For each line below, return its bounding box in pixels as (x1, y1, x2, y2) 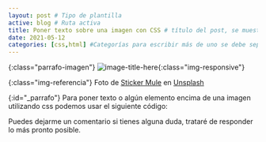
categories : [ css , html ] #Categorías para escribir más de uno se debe (8, 41, 246, 49)
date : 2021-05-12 (8, 33, 66, 42)
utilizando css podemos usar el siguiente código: (8, 102, 168, 111)
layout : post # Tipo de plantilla (8, 11, 123, 20)
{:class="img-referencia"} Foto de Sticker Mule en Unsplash (8, 78, 204, 88)
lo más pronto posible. (8, 125, 82, 135)
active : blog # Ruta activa (8, 19, 101, 27)
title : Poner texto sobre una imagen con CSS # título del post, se (8, 26, 239, 34)
